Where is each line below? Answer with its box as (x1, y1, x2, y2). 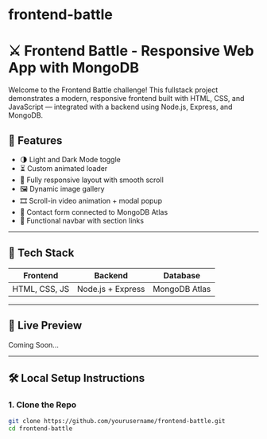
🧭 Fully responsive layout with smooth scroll (19, 175, 164, 185)
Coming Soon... (8, 340, 60, 349)
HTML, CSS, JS (12, 283, 70, 294)
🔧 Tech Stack (8, 247, 75, 260)
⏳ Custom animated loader (19, 163, 108, 173)
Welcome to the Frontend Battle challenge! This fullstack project (8, 85, 219, 95)
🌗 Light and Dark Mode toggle (19, 154, 122, 164)
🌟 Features (8, 134, 63, 147)
